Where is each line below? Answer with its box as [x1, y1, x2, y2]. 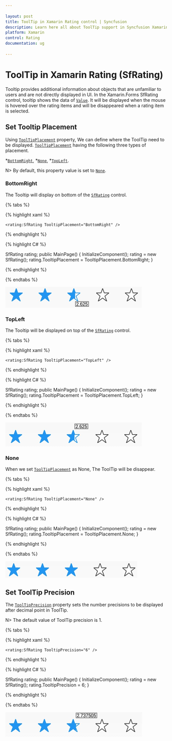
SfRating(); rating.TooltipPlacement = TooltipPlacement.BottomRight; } [5, 256, 154, 263]
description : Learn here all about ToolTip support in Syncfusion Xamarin [5, 25, 168, 30]
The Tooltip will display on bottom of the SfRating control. [5, 192, 127, 198]
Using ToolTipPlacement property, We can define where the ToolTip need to [5, 136, 165, 142]
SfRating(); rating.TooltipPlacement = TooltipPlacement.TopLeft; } [5, 392, 143, 398]
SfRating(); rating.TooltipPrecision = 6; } [5, 682, 90, 688]
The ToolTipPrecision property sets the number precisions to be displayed [5, 602, 163, 608]
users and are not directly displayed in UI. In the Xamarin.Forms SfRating [5, 91, 158, 98]
